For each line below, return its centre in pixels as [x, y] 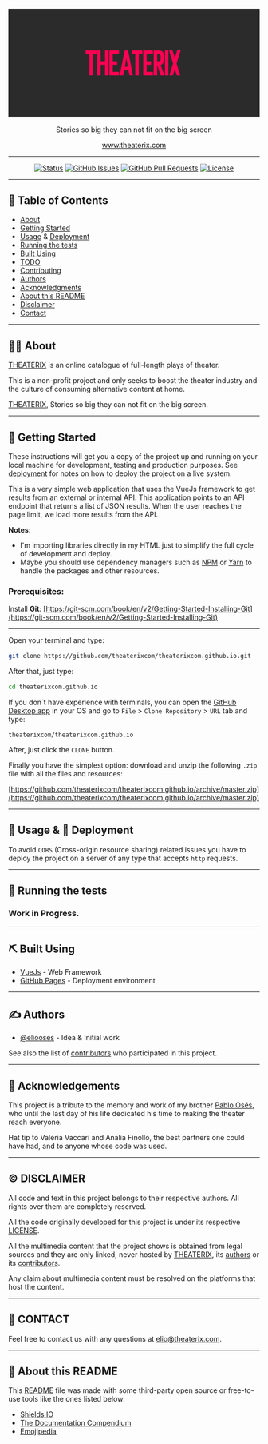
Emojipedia [38, 1431]
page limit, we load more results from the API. [83, 515]
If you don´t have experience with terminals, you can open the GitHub [122, 702]
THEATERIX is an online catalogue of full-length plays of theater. [114, 365]
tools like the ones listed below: [74, 1399]
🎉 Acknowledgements [64, 1085]
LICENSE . [24, 1230]
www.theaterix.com [134, 145]
